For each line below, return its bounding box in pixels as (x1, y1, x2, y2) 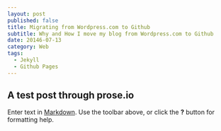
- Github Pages (13, 63, 59, 70)
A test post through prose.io (7, 89, 135, 101)
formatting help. (7, 115, 55, 124)
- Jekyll (13, 57, 40, 64)
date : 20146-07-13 (7, 37, 62, 44)
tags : (7, 50, 23, 57)
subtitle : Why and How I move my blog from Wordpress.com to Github (7, 30, 214, 38)
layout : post (7, 10, 46, 18)
